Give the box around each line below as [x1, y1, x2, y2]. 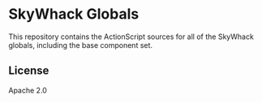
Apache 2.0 [8, 85, 47, 95]
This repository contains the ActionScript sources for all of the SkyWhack [8, 32, 254, 41]
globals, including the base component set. [8, 40, 152, 49]
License [8, 64, 49, 78]
